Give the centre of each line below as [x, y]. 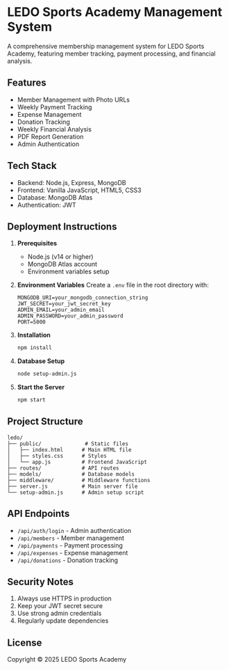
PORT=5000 [32, 322]
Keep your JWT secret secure [60, 606]
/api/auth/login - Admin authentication [74, 530]
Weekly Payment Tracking [54, 107]
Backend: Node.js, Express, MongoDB [71, 182]
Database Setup [41, 361]
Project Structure [45, 422]
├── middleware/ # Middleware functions [79, 480]
